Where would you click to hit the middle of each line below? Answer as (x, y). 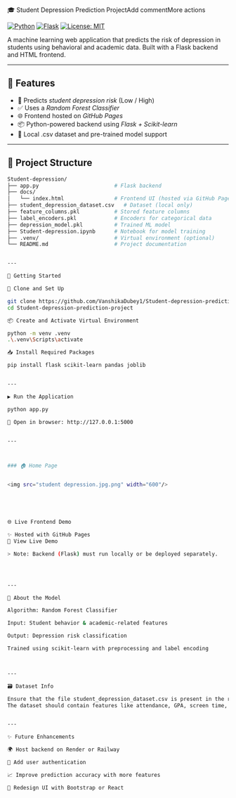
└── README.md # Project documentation (97, 245)
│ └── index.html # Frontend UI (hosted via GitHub (111, 199)
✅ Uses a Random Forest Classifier (68, 108)
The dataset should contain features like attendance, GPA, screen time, (118, 705)
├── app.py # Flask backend (84, 186)
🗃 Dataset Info (31, 686)
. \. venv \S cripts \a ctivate (45, 340)
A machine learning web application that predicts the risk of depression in (114, 40)
